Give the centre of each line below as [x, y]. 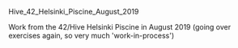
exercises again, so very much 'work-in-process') [91, 36]
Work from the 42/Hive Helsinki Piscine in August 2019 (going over [120, 27]
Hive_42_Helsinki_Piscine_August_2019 [74, 12]
